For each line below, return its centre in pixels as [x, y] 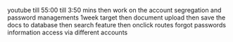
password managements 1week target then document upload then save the [116, 17]
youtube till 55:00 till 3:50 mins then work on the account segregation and [114, 10]
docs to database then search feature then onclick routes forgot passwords [117, 25]
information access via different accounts [68, 32]
